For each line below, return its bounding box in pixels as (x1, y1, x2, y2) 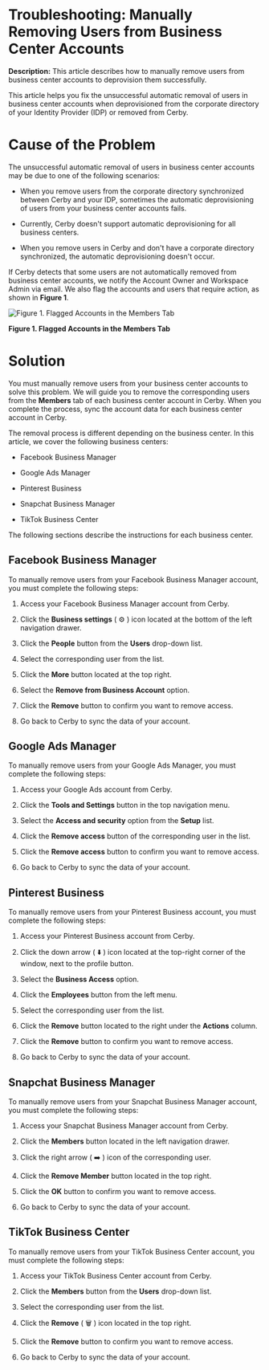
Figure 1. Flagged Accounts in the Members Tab (8, 324, 171, 333)
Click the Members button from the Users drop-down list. (19, 1286, 212, 1296)
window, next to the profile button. (19, 959, 134, 968)
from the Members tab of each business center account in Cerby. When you (8, 395, 262, 405)
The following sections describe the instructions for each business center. (8, 530, 254, 540)
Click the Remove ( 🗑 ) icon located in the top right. (19, 1318, 192, 1327)
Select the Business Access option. (19, 974, 139, 985)
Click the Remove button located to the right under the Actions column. (19, 1021, 259, 1031)
